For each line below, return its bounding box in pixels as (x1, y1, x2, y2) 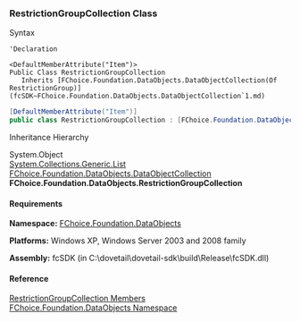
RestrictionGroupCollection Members (9, 293, 146, 304)
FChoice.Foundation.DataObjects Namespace (9, 302, 178, 313)
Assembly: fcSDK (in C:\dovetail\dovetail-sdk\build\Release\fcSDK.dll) (9, 253, 270, 264)
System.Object (9, 149, 63, 160)
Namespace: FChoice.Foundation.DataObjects (9, 218, 181, 229)
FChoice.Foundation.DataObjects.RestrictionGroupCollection (9, 178, 243, 189)
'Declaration (9, 45, 58, 54)
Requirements (9, 198, 63, 208)
